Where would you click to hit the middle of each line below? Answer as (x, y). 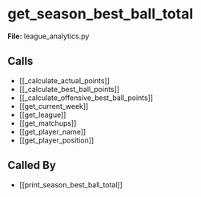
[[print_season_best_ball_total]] (71, 184)
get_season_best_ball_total (100, 14)
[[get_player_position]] (56, 140)
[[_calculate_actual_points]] (64, 80)
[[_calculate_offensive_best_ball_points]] (86, 98)
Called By (32, 165)
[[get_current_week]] (54, 106)
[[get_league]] (42, 115)
